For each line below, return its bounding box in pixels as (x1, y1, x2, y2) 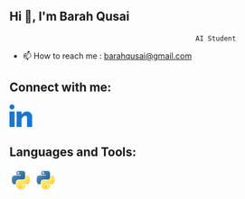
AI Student (195, 33, 237, 43)
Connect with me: (9, 80, 112, 95)
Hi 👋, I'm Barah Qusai (9, 9, 130, 24)
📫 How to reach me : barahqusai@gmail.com (22, 50, 193, 61)
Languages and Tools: (9, 145, 137, 160)
